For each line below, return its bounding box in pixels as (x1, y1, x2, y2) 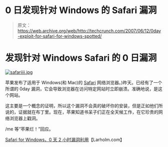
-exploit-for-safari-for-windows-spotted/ (17, 33, 102, 39)
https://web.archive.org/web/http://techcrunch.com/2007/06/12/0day (17, 28, 161, 34)
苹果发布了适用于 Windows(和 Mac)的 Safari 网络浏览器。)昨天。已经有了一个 (5, 79, 162, 85)
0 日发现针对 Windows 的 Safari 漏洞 (5, 5, 157, 16)
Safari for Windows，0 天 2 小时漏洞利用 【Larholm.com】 (5, 136, 125, 142)
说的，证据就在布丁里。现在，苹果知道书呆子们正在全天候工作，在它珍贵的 (5, 109, 158, 115)
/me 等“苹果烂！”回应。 (5, 126, 53, 132)
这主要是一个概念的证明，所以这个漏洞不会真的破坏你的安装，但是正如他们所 (5, 102, 163, 108)
